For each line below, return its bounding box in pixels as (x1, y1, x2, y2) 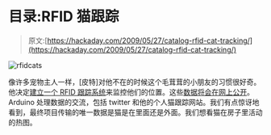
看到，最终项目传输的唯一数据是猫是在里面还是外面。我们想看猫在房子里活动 (8, 107, 263, 117)
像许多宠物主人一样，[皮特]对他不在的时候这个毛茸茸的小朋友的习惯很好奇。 (8, 77, 261, 86)
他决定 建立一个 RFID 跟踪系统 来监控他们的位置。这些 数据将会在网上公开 (8, 86, 248, 97)
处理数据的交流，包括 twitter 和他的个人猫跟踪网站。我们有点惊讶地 (35, 97, 260, 107)
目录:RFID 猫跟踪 (8, 7, 119, 26)
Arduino (8, 97, 35, 107)
